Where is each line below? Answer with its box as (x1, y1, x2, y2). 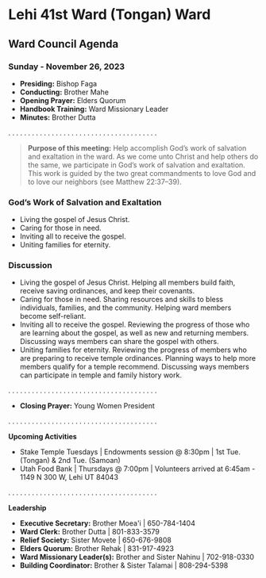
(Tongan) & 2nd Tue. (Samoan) (19, 456, 121, 465)
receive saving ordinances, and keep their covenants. (19, 286, 195, 296)
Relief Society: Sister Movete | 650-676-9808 (19, 535, 172, 545)
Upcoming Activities (8, 432, 77, 442)
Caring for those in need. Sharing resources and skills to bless (19, 295, 224, 304)
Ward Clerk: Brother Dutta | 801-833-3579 (19, 527, 160, 537)
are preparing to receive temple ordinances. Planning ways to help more (19, 354, 256, 363)
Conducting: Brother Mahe (19, 87, 110, 97)
